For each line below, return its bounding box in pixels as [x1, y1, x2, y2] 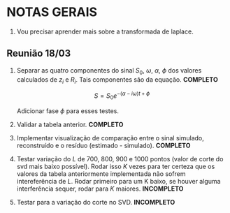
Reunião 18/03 [6, 47, 71, 59]
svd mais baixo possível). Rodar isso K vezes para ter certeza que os [16, 162, 215, 170]
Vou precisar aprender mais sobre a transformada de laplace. [16, 27, 194, 36]
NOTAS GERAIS [6, 4, 98, 20]
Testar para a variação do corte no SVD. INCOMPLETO [16, 198, 175, 206]
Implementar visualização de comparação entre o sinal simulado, [16, 133, 204, 142]
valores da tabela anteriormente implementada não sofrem [16, 169, 186, 178]
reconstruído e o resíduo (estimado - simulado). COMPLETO [16, 141, 191, 149]
